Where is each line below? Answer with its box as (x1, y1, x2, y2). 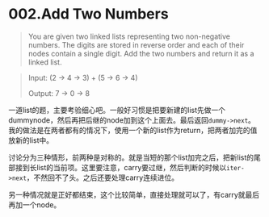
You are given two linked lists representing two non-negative (27, 31, 231, 41)
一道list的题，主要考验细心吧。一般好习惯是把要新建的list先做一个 (8, 105, 226, 115)
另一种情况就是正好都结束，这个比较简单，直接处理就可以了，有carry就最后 (8, 190, 260, 199)
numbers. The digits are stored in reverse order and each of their (27, 40, 245, 49)
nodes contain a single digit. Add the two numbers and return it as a (27, 48, 254, 58)
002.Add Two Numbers (8, 5, 169, 23)
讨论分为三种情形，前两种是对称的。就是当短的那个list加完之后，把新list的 (8, 152, 254, 162)
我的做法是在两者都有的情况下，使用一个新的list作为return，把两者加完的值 (8, 125, 258, 135)
